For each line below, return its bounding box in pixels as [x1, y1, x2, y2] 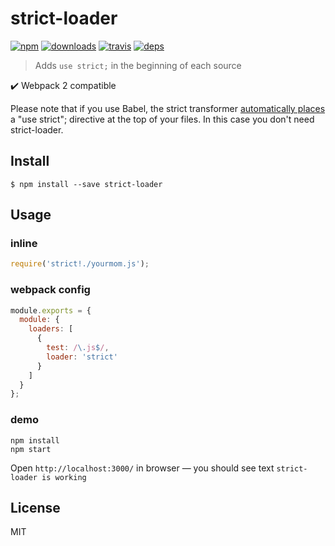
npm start [10, 444, 52, 454]
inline [10, 237, 38, 251]
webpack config [10, 283, 91, 297]
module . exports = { [10, 305, 92, 316]
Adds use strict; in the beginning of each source [34, 59, 242, 71]
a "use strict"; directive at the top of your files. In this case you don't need [10, 113, 315, 125]
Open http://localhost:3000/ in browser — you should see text [10, 462, 275, 474]
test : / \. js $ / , [46, 343, 110, 353]
